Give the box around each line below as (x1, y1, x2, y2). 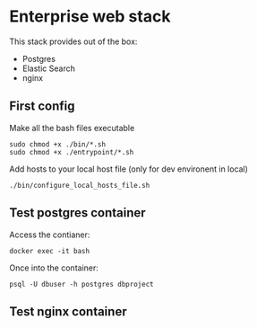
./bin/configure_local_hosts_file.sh (9, 181, 150, 190)
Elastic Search (21, 63, 76, 74)
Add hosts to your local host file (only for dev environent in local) (9, 164, 249, 174)
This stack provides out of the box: (9, 36, 138, 47)
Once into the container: (9, 262, 99, 273)
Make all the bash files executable (9, 122, 135, 133)
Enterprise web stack (9, 6, 171, 27)
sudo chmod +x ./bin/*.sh (9, 139, 106, 149)
